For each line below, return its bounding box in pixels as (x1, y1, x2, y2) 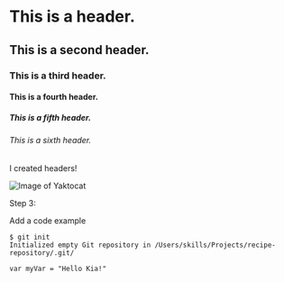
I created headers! (9, 162, 78, 173)
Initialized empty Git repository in (9, 241, 151, 250)
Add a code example (9, 214, 87, 226)
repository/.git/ (9, 248, 75, 258)
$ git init (9, 232, 50, 241)
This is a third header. (9, 69, 106, 82)
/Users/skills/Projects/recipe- (154, 241, 277, 250)
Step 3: (9, 197, 36, 208)
